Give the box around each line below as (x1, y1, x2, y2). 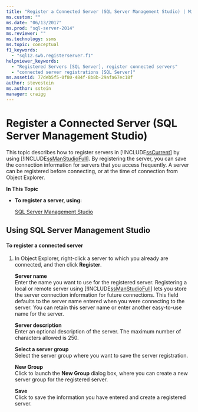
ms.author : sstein (6, 86, 51, 92)
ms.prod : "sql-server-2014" (6, 25, 75, 31)
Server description (14, 322, 62, 329)
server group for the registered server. (14, 376, 108, 383)
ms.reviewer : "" (6, 31, 46, 37)
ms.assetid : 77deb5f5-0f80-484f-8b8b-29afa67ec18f (6, 74, 133, 80)
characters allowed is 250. (14, 335, 79, 342)
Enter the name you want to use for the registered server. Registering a (14, 279, 187, 286)
